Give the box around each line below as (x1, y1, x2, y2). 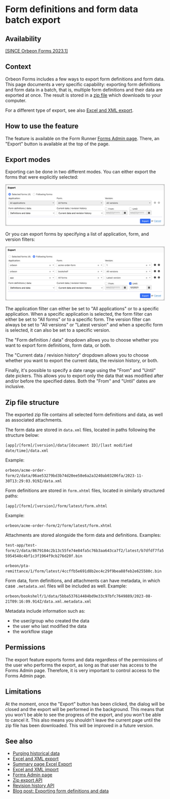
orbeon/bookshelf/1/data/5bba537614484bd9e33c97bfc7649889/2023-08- (5, 594, 153, 599)
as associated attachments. (5, 416, 63, 423)
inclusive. (5, 384, 25, 390)
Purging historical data (12, 750, 60, 756)
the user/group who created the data (12, 617, 90, 623)
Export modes (5, 155, 51, 164)
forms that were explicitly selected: (5, 174, 78, 180)
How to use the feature (5, 122, 79, 131)
